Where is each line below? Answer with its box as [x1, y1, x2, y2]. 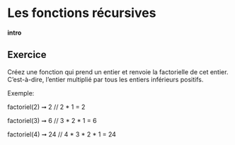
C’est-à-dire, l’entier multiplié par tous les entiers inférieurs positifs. [7, 75, 204, 83]
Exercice [7, 49, 47, 61]
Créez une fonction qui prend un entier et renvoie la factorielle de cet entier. [7, 67, 229, 76]
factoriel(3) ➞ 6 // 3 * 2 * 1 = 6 [7, 116, 97, 124]
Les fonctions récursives [7, 5, 156, 21]
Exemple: [7, 88, 35, 97]
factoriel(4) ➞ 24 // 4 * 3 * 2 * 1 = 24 [7, 129, 117, 139]
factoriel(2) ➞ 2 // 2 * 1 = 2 [7, 103, 86, 111]
